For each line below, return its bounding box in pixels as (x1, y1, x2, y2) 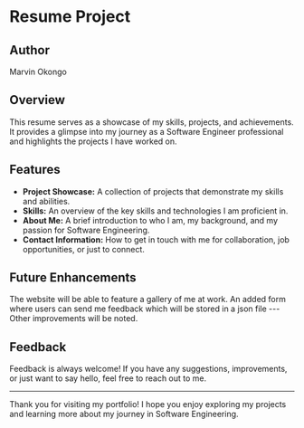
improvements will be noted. (32, 313, 138, 324)
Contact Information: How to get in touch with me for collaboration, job (22, 233, 290, 245)
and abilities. (22, 195, 71, 206)
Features (9, 162, 61, 177)
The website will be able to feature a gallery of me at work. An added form (9, 294, 287, 305)
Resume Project (9, 6, 131, 27)
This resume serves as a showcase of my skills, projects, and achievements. (9, 116, 294, 128)
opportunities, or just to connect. (22, 243, 145, 254)
